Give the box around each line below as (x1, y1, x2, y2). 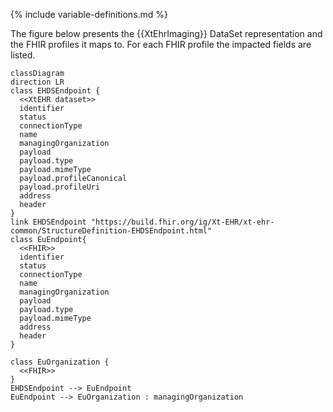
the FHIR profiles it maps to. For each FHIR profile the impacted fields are (10, 39, 312, 50)
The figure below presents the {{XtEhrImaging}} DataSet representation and (10, 28, 323, 39)
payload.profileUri (19, 182, 101, 192)
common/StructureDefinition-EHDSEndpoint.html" (10, 226, 213, 236)
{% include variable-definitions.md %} (10, 9, 169, 20)
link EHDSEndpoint (10, 217, 87, 227)
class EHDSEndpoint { (10, 86, 101, 96)
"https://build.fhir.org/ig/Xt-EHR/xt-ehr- (90, 217, 275, 227)
